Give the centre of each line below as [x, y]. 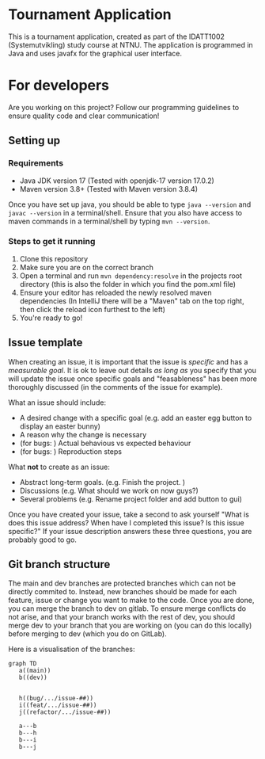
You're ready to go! [51, 318]
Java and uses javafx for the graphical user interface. [95, 53]
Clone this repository [54, 258]
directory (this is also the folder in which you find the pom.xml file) [127, 284]
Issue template [45, 343]
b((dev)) [33, 678]
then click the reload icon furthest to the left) [93, 309]
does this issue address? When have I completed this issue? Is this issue [126, 523]
